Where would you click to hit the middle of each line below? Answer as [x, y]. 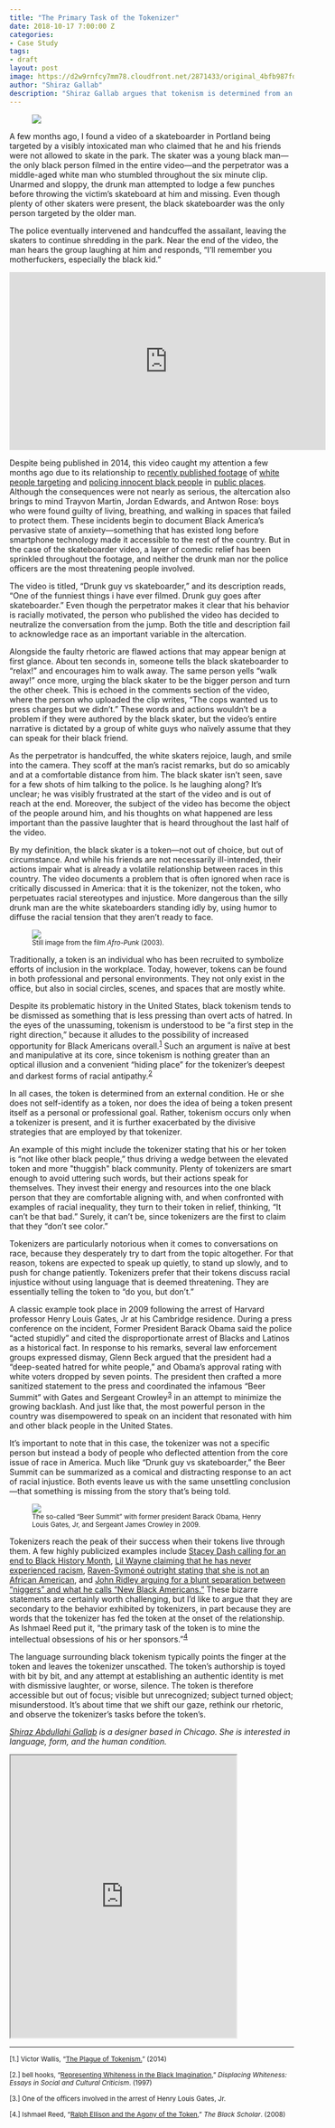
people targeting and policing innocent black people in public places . [138, 482]
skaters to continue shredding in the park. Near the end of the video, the [144, 240]
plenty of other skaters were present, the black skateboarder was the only [147, 203]
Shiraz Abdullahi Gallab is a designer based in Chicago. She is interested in [150, 1732]
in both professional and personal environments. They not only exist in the [147, 978]
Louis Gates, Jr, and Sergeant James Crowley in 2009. [116, 1525]
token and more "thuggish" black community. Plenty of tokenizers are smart [150, 1168]
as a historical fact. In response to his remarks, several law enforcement [143, 1347]
